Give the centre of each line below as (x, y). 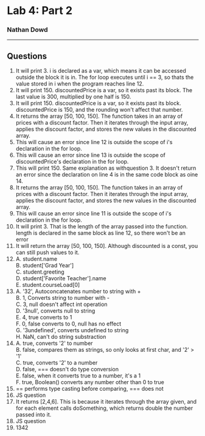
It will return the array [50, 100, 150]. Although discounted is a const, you (107, 246)
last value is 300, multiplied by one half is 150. (73, 97)
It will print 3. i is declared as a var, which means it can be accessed (101, 71)
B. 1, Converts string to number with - (63, 298)
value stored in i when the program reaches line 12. (80, 84)
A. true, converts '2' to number (54, 343)
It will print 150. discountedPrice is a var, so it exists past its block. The (104, 90)
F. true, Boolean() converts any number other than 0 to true (90, 382)
